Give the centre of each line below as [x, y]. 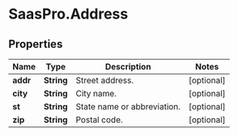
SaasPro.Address [68, 14]
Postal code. [99, 120]
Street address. [105, 80]
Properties [36, 44]
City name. [96, 93]
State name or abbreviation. [128, 106]
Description [128, 67]
